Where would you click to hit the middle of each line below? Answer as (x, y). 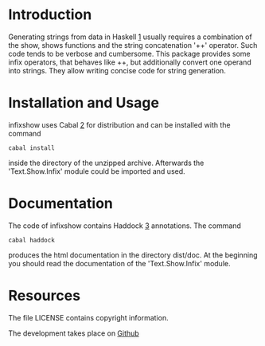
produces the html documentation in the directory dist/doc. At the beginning (133, 255)
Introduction (50, 15)
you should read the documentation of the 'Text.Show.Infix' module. (119, 263)
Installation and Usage (84, 103)
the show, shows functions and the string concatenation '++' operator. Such (133, 45)
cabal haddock (32, 240)
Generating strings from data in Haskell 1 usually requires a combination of (130, 37)
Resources (45, 296)
